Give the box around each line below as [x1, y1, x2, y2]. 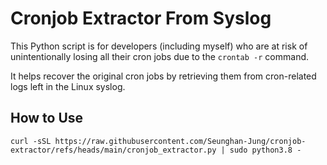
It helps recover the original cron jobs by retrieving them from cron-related [10, 70, 317, 82]
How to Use [10, 110, 84, 127]
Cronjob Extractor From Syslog [10, 7, 272, 30]
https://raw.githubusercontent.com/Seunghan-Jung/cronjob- [54, 136, 307, 146]
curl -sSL [10, 136, 52, 146]
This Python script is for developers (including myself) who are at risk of [10, 40, 308, 52]
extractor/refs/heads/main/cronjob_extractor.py [10, 145, 217, 155]
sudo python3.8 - [229, 145, 302, 155]
